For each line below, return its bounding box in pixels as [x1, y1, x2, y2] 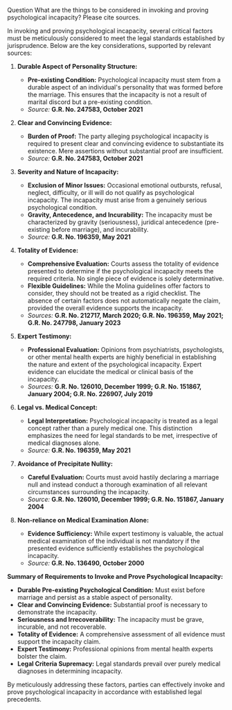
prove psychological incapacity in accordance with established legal [7, 688, 202, 696]
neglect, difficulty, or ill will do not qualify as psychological [27, 189, 195, 196]
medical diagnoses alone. [27, 439, 101, 447]
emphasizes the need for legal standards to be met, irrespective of [27, 432, 218, 439]
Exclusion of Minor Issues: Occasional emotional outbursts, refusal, [27, 181, 223, 189]
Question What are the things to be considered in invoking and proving [7, 6, 209, 14]
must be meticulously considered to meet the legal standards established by [7, 34, 225, 42]
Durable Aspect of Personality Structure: [17, 62, 138, 70]
